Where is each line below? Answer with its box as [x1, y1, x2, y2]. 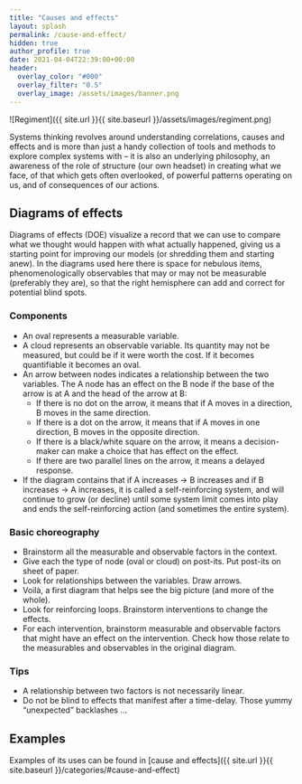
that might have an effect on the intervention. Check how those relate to [22, 632, 290, 643]
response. [35, 465, 74, 476]
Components [9, 309, 68, 322]
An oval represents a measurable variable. [22, 330, 179, 341]
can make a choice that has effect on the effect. [61, 445, 240, 457]
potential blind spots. [9, 287, 87, 298]
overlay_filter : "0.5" [17, 80, 103, 90]
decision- [243, 436, 279, 447]
